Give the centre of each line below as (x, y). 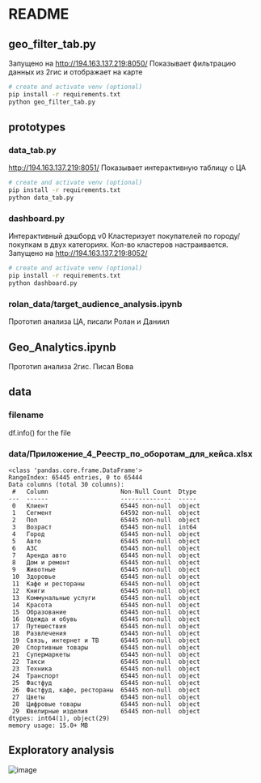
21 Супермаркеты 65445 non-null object (106, 654)
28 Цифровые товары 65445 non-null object (106, 704)
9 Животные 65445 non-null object (106, 569)
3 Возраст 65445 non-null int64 (104, 527)
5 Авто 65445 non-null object (106, 541)
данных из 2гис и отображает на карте (76, 72)
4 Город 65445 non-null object (106, 534)
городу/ (227, 236)
